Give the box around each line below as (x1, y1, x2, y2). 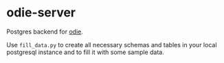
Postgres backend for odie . (6, 27, 84, 36)
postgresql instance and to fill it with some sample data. (6, 48, 164, 56)
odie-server (6, 5, 76, 21)
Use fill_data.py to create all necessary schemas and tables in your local (6, 40, 217, 49)
